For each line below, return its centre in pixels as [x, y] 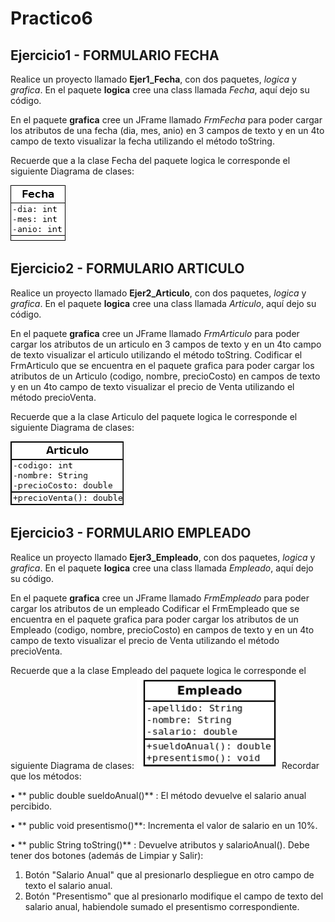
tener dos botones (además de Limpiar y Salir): [107, 855]
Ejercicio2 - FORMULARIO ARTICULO [127, 268]
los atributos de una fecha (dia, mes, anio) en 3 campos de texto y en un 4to [167, 130]
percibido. [31, 806]
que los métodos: [46, 776]
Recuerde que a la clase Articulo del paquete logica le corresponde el [154, 416]
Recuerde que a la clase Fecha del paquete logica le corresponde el [150, 160]
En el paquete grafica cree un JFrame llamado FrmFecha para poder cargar [166, 120]
